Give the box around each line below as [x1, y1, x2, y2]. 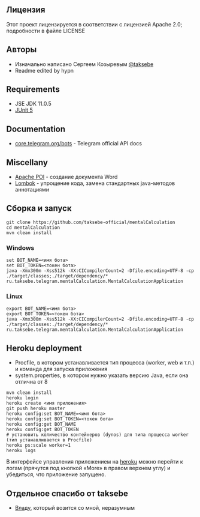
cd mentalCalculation [6, 225, 60, 231]
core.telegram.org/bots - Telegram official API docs [14, 140, 143, 147]
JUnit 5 [14, 106, 33, 113]
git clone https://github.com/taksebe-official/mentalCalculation [6, 219, 175, 225]
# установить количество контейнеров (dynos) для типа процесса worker [6, 432, 189, 438]
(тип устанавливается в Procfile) [6, 437, 93, 443]
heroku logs [6, 447, 36, 454]
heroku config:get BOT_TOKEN [6, 426, 79, 433]
